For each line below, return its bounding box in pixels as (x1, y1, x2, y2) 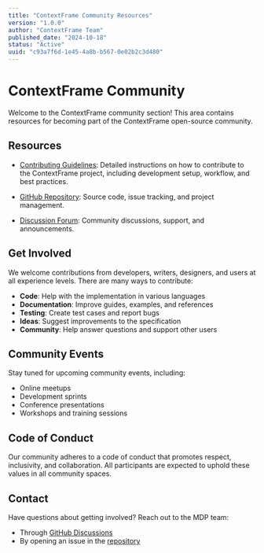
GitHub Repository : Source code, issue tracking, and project (19, 192, 214, 201)
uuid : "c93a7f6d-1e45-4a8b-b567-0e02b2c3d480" (8, 48, 163, 56)
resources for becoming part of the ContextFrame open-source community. (8, 116, 253, 126)
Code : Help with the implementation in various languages (19, 291, 206, 300)
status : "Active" (8, 41, 65, 49)
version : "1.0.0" (8, 19, 65, 27)
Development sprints (19, 392, 87, 401)
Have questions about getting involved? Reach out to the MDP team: (8, 513, 229, 522)
